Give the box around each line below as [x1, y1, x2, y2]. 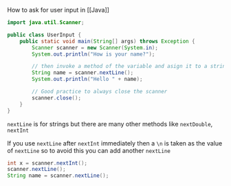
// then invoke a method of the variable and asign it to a [32, 63, 208, 70]
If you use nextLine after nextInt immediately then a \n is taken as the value [7, 139, 223, 147]
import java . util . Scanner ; [7, 19, 85, 26]
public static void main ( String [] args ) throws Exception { [19, 38, 195, 45]
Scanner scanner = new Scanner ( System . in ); [32, 44, 158, 51]
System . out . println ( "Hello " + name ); [32, 75, 143, 83]
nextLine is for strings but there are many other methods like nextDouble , [7, 119, 213, 128]
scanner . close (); [32, 94, 81, 102]
